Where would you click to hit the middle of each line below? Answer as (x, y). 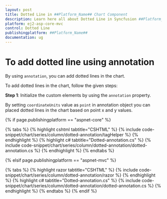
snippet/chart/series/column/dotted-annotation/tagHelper (65, 134)
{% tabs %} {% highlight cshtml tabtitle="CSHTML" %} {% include (73, 129)
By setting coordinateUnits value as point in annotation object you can (78, 104)
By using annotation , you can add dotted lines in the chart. (65, 76)
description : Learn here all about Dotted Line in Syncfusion (71, 19)
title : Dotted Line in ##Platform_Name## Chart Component (66, 14)
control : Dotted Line (28, 28)
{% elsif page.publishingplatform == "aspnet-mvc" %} (61, 160)
